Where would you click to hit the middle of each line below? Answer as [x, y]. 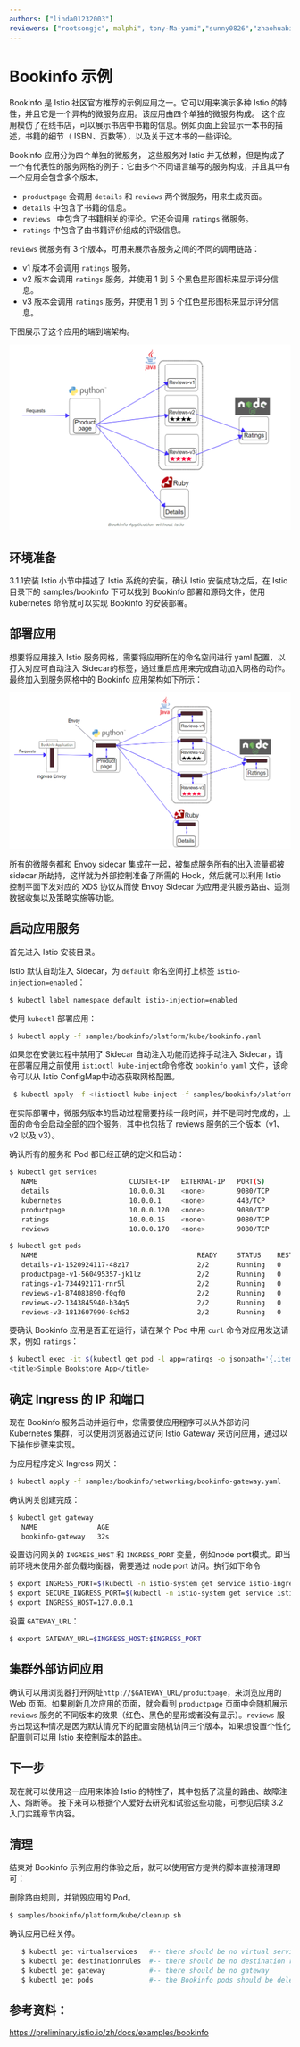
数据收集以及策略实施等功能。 [64, 897]
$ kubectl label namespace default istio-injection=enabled [124, 1000]
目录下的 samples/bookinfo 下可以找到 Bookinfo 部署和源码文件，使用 [137, 591]
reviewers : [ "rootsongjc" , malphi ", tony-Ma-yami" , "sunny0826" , [131, 28]
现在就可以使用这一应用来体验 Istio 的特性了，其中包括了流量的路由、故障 [144, 1791]
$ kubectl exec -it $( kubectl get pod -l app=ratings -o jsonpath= [137, 1359]
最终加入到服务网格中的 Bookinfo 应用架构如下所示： [106, 679]
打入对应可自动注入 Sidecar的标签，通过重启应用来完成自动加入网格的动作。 [150, 668]
